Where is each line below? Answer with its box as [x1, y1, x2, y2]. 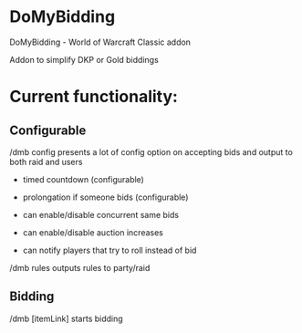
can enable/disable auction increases [22, 226, 164, 238]
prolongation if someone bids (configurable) [22, 192, 189, 203]
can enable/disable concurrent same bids [22, 209, 180, 220]
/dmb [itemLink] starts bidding [9, 313, 123, 324]
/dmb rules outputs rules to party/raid [9, 262, 151, 273]
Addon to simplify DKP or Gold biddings [9, 54, 160, 65]
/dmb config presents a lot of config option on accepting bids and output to [9, 146, 294, 157]
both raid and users [9, 156, 83, 167]
